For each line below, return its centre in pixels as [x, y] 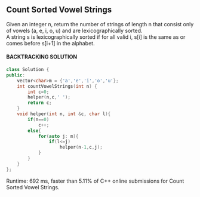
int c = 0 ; [39, 92]
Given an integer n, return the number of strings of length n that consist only [100, 24]
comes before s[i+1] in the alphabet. [50, 43]
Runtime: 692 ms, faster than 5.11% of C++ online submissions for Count [95, 181]
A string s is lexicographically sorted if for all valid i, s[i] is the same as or [96, 37]
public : [16, 75]
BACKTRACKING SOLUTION [42, 57]
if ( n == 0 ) [39, 119]
